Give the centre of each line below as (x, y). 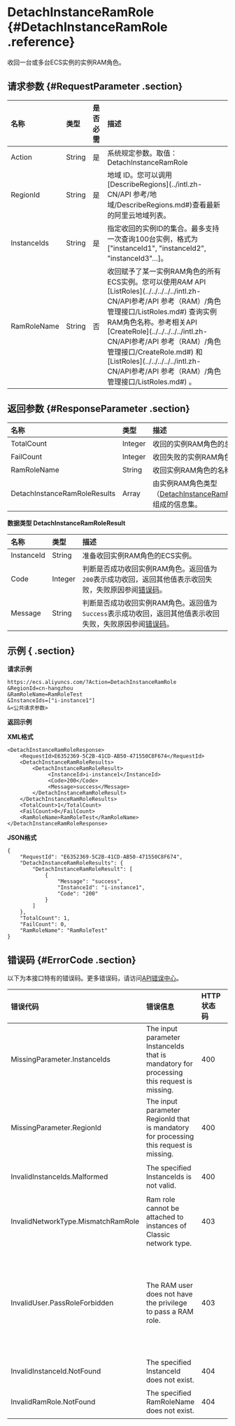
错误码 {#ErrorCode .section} (72, 960)
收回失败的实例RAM (185, 457)
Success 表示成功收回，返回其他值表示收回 (151, 613)
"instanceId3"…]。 (137, 258)
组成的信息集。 (177, 504)
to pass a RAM (170, 1312)
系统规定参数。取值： (142, 153)
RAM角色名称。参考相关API (152, 322)
